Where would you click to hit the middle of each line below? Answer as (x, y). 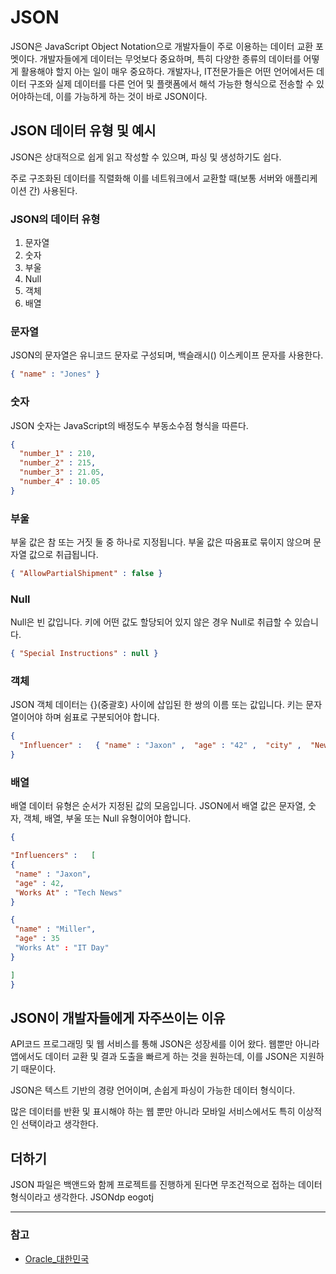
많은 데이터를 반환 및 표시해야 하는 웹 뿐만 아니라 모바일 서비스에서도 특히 (153, 1112)
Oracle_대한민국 (57, 1258)
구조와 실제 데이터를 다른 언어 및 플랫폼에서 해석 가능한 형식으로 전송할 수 (171, 83)
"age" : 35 (37, 939)
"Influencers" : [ (53, 856)
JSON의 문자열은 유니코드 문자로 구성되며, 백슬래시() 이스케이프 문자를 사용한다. (167, 355)
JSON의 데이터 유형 (55, 219)
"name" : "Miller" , (55, 929)
